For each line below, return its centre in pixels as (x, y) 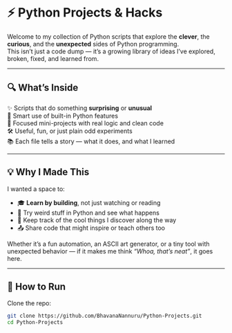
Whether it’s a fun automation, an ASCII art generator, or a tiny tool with (108, 244)
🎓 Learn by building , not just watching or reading (89, 202)
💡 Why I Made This (48, 172)
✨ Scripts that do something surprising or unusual (80, 108)
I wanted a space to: (36, 189)
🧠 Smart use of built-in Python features (63, 116)
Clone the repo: (29, 303)
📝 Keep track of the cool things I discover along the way (97, 220)
